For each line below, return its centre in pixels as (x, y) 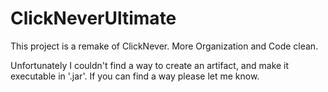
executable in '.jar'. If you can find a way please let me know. (135, 76)
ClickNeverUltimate (93, 18)
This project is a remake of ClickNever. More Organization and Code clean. (164, 46)
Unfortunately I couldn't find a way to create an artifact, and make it (150, 65)
